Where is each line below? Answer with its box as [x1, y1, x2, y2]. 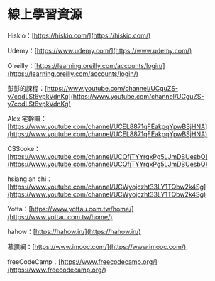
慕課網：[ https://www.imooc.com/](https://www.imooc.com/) [7, 242, 187, 250]
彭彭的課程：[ [7, 84, 48, 92]
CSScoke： [7, 144, 41, 153]
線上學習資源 [7, 6, 83, 23]
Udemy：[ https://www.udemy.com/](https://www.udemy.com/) [7, 46, 192, 55]
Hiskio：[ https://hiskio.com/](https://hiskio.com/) [7, 31, 151, 40]
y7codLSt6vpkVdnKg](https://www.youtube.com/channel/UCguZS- [7, 92, 204, 100]
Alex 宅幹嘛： [7, 114, 48, 123]
